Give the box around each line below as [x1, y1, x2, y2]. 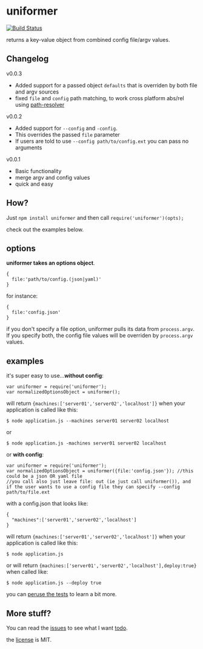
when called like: [6, 568, 48, 576]
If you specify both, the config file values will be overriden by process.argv [6, 332, 193, 339]
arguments [15, 144, 42, 151]
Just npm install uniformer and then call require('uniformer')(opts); [6, 214, 184, 221]
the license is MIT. [6, 636, 52, 643]
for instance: [6, 293, 38, 300]
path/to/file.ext [6, 489, 50, 495]
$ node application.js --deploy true [6, 580, 102, 586]
